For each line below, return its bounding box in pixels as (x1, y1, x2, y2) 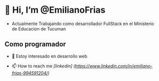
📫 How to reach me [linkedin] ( (11, 63, 76, 69)
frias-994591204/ (11, 70, 48, 76)
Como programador (4, 40, 66, 49)
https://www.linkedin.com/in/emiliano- (75, 63, 153, 69)
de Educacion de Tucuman (11, 26, 66, 31)
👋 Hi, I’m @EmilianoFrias (4, 4, 106, 16)
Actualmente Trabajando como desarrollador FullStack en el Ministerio (11, 21, 154, 27)
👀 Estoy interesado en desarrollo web (11, 53, 88, 59)
